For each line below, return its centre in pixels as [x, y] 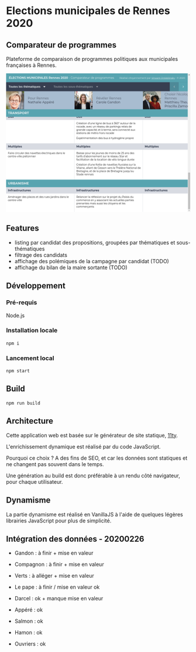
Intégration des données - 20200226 [75, 539]
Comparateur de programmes [61, 45]
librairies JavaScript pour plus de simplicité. [59, 521]
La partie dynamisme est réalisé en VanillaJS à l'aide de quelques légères [94, 514]
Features [23, 228]
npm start [18, 371]
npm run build [23, 403]
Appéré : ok [28, 610]
